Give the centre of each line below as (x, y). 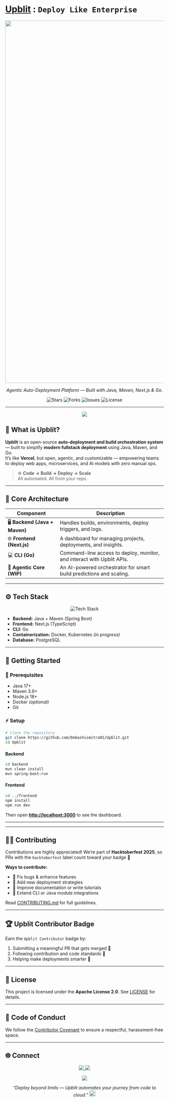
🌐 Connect (22, 1056)
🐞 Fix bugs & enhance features (44, 877)
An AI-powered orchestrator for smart (105, 567)
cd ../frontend (21, 796)
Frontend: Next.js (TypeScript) (44, 624)
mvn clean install (24, 769)
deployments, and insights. (91, 545)
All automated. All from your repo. (53, 478)
